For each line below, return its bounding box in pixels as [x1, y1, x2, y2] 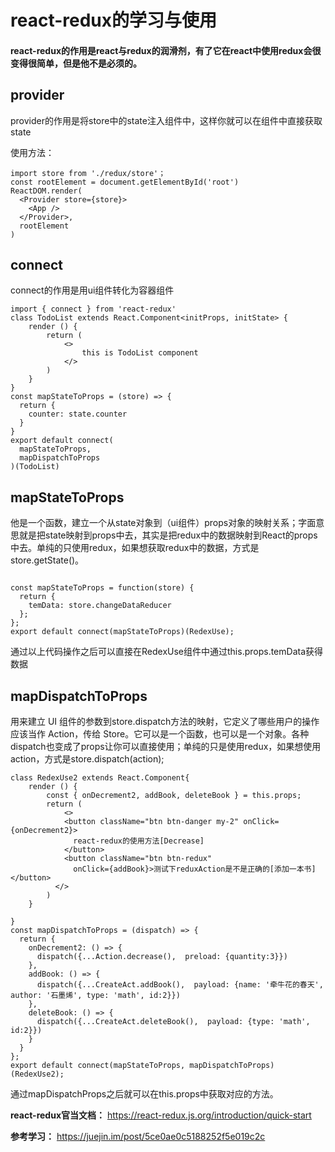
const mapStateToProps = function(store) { [10, 583, 195, 593]
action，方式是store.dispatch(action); [10, 753, 165, 765]
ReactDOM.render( [10, 186, 83, 196]
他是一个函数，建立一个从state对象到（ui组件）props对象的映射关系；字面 [10, 517, 317, 529]
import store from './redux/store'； [10, 168, 167, 178]
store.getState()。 [10, 554, 85, 566]
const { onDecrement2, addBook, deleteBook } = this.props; [46, 791, 302, 801]
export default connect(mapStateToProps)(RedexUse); [10, 627, 235, 637]
